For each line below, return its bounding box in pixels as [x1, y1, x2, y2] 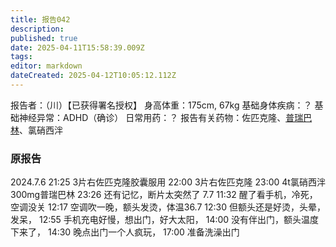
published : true [10, 33, 78, 43]
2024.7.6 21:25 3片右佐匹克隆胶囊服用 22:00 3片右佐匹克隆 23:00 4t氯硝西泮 [10, 176, 326, 188]
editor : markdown [10, 61, 83, 71]
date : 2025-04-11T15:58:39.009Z [10, 42, 145, 53]
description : [10, 24, 65, 34]
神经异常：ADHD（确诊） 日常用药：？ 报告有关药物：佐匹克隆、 [18, 111, 287, 123]
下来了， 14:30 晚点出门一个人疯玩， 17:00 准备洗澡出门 [10, 226, 240, 238]
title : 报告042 [10, 14, 71, 25]
